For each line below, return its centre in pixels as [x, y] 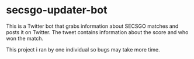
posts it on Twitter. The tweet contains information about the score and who [97, 32]
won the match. [25, 38]
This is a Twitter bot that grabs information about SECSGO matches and [92, 26]
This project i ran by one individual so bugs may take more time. [83, 49]
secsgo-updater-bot [57, 10]
